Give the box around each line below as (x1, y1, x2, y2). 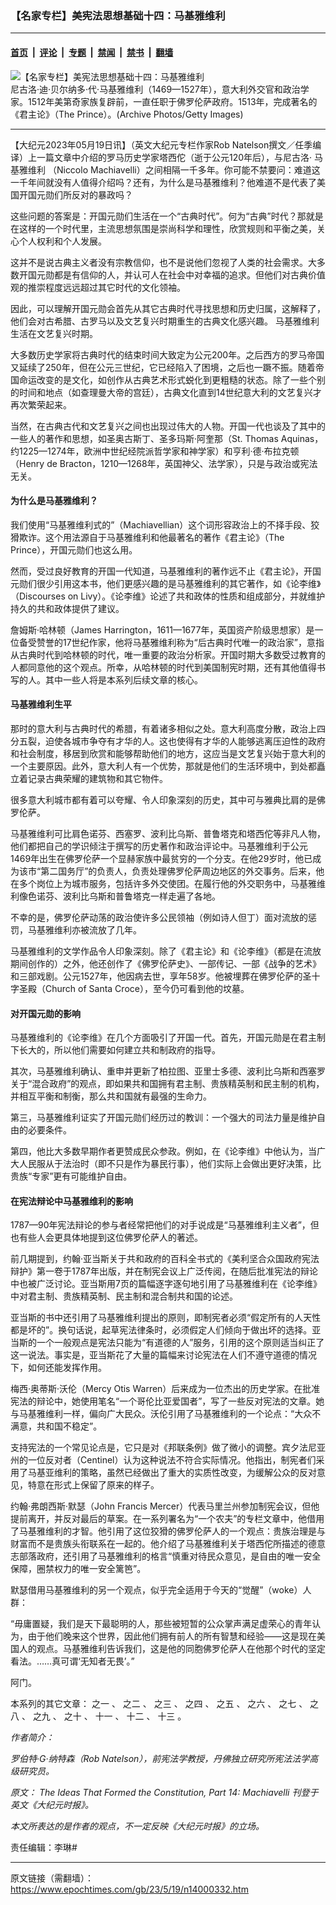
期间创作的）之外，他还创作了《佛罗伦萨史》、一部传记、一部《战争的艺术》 (10, 957, 322, 969)
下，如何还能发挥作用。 (10, 1362, 107, 1374)
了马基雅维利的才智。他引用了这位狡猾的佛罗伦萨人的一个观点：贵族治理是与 (10, 1525, 326, 1537)
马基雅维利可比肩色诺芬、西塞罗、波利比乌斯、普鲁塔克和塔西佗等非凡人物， (10, 827, 326, 839)
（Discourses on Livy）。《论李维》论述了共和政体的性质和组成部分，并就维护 (10, 590, 326, 602)
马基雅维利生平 (10, 698, 72, 711)
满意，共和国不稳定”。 (10, 1420, 103, 1432)
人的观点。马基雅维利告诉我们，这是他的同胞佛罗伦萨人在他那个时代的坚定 (18, 1643, 326, 1655)
